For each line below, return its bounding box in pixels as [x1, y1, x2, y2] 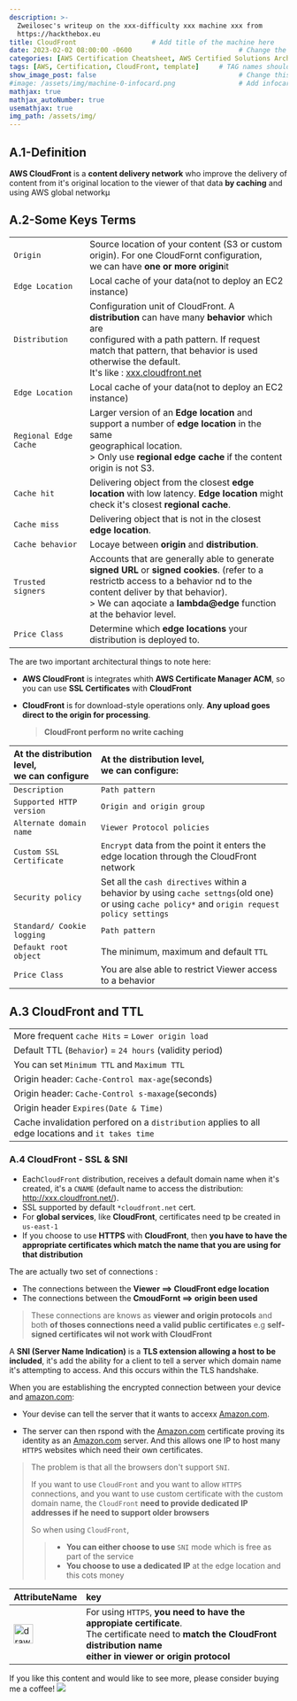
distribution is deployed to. [89, 633, 201, 645]
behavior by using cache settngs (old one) [100, 886, 274, 899]
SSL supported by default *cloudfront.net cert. [21, 1202, 196, 1213]
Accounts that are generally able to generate [89, 552, 275, 565]
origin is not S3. [89, 462, 155, 474]
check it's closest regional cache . [89, 498, 232, 511]
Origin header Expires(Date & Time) [13, 1101, 164, 1113]
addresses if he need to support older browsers [30, 1507, 209, 1518]
